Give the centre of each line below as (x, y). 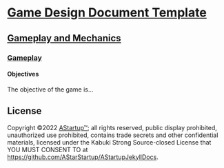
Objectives (23, 74)
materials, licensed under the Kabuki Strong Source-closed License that (109, 142)
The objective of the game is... (50, 89)
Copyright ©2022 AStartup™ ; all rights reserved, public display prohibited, (112, 127)
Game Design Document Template (107, 13)
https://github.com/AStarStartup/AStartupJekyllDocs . (83, 157)
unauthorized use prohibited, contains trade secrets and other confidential (113, 135)
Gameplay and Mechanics (64, 38)
